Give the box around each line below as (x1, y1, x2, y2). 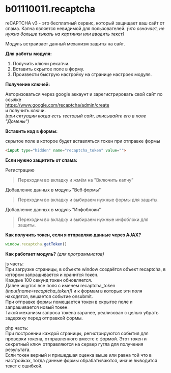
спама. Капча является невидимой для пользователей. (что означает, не (5, 25, 165, 31)
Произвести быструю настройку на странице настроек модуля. (12, 71, 152, 77)
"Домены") (5, 118, 30, 124)
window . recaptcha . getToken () (5, 241, 67, 246)
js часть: (5, 261, 24, 267)
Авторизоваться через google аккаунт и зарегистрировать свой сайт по (5, 91, 163, 97)
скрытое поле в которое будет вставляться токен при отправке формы (5, 138, 160, 144)
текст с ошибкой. (5, 363, 43, 369)
